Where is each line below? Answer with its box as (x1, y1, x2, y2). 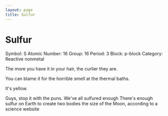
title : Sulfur (5, 12, 36, 17)
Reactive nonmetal (5, 56, 44, 62)
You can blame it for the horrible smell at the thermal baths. (5, 75, 130, 82)
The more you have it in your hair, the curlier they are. (5, 66, 118, 72)
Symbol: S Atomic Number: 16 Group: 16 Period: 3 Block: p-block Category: (5, 51, 163, 57)
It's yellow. (5, 86, 28, 92)
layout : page (5, 7, 33, 13)
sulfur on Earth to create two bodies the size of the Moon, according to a (5, 101, 158, 107)
